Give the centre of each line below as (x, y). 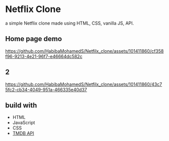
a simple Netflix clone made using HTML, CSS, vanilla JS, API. (70, 23)
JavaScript (24, 123)
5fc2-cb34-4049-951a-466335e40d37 (46, 89)
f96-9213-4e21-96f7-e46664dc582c (44, 56)
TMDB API (23, 133)
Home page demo (34, 39)
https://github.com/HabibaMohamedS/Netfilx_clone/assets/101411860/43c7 (84, 84)
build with (21, 105)
